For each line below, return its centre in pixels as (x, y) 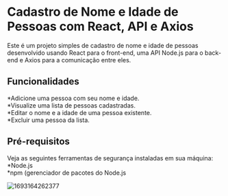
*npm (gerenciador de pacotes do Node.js (67, 173)
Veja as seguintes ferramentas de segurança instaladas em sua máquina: (110, 158)
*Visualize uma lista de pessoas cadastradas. (71, 105)
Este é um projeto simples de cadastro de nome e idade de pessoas (103, 45)
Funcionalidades (43, 82)
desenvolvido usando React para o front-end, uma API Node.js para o (105, 53)
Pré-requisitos (39, 142)
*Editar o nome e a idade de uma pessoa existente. (79, 112)
